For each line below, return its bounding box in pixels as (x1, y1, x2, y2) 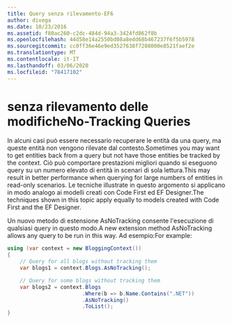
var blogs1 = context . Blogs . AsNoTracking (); (20, 264, 151, 272)
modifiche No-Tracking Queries (7, 113, 191, 129)
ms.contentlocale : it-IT (7, 56, 79, 63)
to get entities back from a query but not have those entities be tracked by (7, 151, 221, 160)
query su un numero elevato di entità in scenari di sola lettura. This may (7, 166, 210, 174)
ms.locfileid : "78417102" (7, 68, 82, 75)
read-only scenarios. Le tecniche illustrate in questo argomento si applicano (7, 181, 226, 189)
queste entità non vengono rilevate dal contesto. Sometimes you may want (7, 144, 220, 152)
